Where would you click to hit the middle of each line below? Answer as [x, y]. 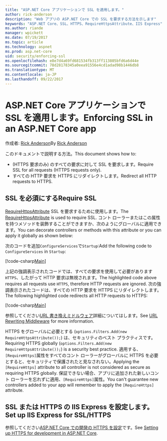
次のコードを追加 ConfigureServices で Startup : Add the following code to [79, 246]
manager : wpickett [24, 33]
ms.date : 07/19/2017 [27, 38]
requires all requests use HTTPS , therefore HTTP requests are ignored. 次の [81, 284]
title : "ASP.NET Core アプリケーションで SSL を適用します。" [65, 10]
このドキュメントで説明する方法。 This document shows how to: [71, 154]
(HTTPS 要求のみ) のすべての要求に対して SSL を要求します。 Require [83, 164]
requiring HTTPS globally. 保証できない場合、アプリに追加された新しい [78, 373]
